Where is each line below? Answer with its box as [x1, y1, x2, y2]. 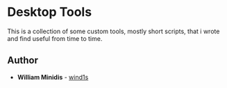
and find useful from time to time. [7, 34, 103, 42]
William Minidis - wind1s [17, 73, 89, 81]
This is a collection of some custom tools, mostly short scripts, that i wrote [7, 27, 220, 35]
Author [7, 55, 38, 67]
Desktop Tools [7, 4, 92, 20]
